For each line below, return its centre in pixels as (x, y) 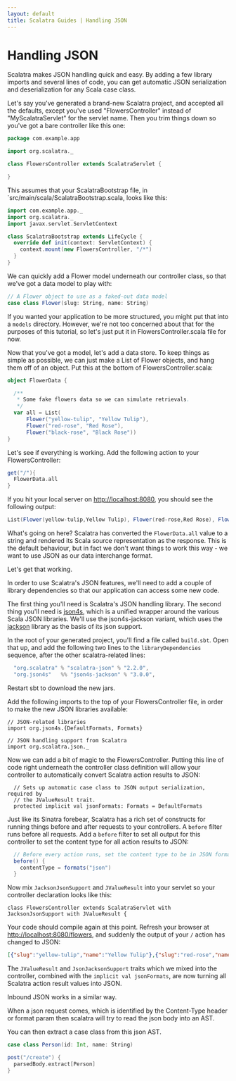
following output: (32, 507)
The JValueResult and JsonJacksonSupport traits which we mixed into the (112, 968)
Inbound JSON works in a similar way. (62, 997)
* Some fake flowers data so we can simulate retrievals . (103, 400)
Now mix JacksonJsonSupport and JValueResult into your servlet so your (111, 887)
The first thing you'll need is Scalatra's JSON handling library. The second (114, 604)
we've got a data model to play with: (60, 283)
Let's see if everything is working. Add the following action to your (103, 452)
